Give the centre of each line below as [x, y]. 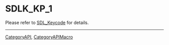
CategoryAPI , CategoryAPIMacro [39, 37]
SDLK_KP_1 [29, 9]
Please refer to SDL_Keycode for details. [47, 22]
